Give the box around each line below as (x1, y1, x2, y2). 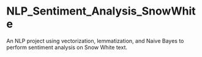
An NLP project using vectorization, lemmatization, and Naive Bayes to (6, 37, 184, 44)
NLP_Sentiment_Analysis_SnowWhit (6, 4, 196, 18)
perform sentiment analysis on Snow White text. (6, 44, 127, 51)
